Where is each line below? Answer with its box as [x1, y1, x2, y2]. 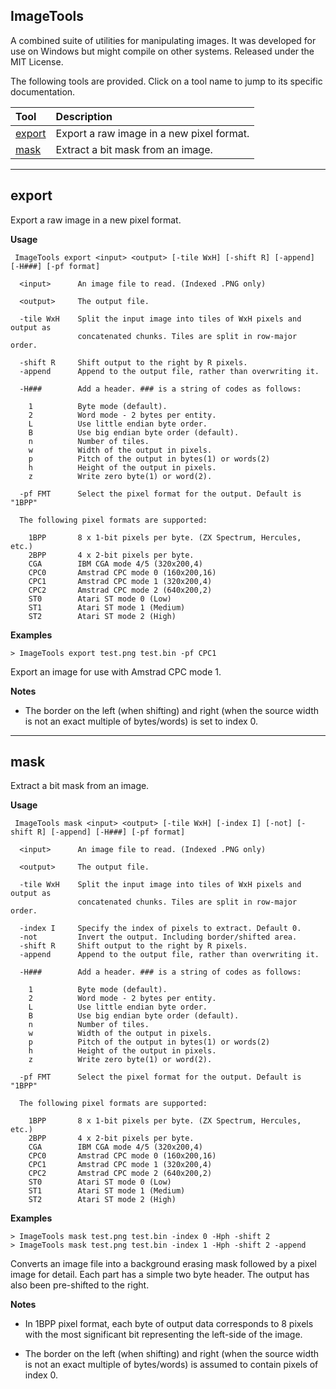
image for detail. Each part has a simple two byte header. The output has [10, 1269, 310, 1281]
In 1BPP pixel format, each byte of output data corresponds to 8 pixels [24, 1318, 314, 1330]
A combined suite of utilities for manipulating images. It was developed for [10, 34, 317, 46]
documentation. [10, 85, 76, 98]
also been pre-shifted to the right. [10, 1279, 150, 1291]
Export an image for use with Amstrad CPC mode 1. [10, 665, 222, 678]
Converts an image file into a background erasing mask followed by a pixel [10, 1258, 318, 1270]
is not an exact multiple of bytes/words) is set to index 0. [24, 715, 259, 727]
